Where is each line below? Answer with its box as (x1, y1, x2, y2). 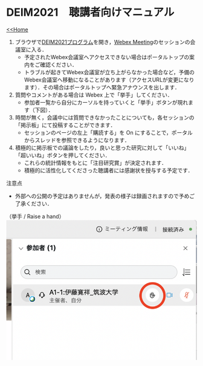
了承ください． (14, 200, 53, 207)
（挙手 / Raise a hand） (6, 213, 65, 220)
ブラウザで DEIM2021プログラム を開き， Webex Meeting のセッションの (14, 38, 190, 45)
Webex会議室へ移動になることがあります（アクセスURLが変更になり (24, 76, 195, 83)
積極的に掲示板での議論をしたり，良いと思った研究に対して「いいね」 (14, 144, 190, 151)
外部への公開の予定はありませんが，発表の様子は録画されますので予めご (14, 192, 195, 199)
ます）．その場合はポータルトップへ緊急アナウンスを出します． (24, 83, 180, 91)
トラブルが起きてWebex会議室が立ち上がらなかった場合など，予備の (24, 68, 195, 75)
